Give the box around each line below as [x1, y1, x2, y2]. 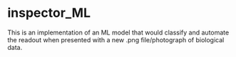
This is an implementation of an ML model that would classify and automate [7, 28, 230, 37]
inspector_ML [7, 5, 91, 21]
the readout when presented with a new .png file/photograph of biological [7, 35, 225, 44]
